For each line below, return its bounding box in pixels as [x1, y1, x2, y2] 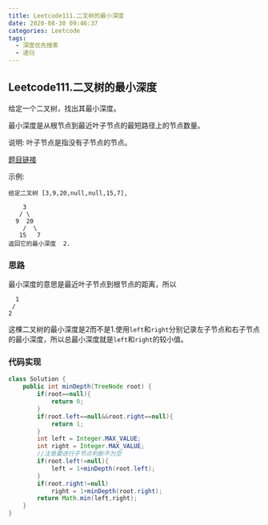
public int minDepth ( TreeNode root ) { [22, 382, 152, 391]
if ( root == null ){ [37, 390, 91, 398]
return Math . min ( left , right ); [37, 495, 138, 503]
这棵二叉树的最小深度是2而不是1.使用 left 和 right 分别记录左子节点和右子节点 [8, 325, 260, 334]
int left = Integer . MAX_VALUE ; [37, 434, 142, 443]
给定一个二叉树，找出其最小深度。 [8, 103, 121, 113]
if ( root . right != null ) [37, 479, 110, 487]
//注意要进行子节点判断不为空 [37, 450, 122, 458]
